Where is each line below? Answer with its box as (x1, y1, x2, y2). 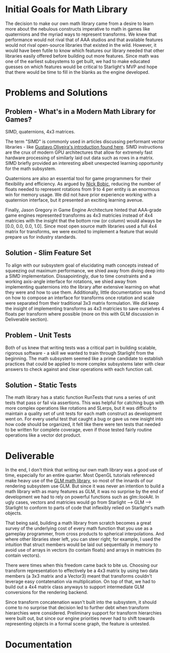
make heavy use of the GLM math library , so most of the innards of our (5, 477, 153, 484)
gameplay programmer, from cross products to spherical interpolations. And (5, 531, 164, 537)
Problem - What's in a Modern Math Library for (5, 107, 156, 116)
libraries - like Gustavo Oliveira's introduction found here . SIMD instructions (5, 144, 163, 150)
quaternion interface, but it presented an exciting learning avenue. (5, 197, 144, 203)
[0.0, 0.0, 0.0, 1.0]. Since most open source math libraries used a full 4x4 (5, 223, 157, 229)
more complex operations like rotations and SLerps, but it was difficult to (5, 405, 157, 411)
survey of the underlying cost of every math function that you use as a (5, 525, 153, 531)
